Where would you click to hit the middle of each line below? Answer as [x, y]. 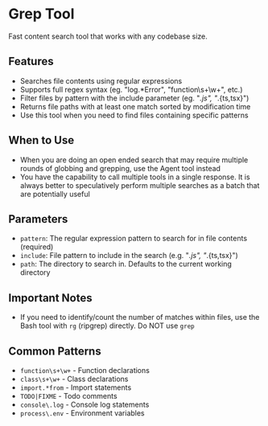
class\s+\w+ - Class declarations [74, 379]
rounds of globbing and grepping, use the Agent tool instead [120, 168]
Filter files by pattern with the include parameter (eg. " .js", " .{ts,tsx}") [134, 98]
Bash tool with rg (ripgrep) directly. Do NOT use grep [107, 326]
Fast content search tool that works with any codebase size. [108, 36]
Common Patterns [55, 351]
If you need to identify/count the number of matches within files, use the [140, 317]
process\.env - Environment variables [82, 413]
